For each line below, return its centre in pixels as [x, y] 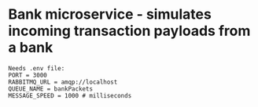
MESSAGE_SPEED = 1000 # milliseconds [70, 95]
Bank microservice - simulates [110, 14]
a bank [31, 48]
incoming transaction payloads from [129, 31]
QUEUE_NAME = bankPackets [50, 89]
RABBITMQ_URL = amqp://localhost [63, 82]
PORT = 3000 [28, 75]
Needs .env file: [37, 68]
